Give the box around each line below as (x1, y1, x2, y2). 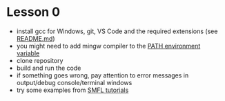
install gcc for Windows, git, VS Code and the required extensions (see (16, 27, 218, 35)
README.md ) (16, 34, 56, 42)
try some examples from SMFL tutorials (16, 86, 129, 94)
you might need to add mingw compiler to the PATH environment (16, 42, 201, 50)
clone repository (16, 56, 63, 64)
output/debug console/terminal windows (16, 78, 133, 86)
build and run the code (16, 64, 81, 72)
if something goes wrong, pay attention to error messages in (16, 71, 189, 80)
